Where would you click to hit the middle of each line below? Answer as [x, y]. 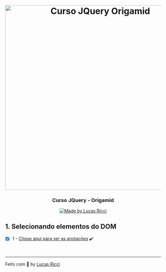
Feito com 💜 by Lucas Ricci [33, 264]
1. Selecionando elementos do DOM [61, 226]
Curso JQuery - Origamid [83, 201]
